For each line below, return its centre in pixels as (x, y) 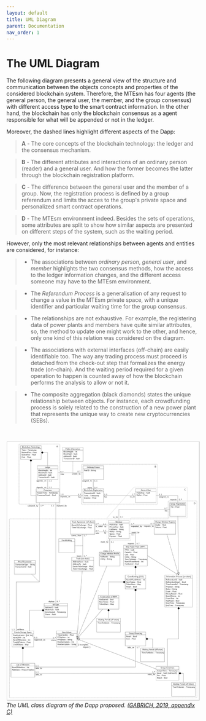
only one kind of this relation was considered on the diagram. (108, 338)
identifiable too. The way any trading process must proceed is (109, 357)
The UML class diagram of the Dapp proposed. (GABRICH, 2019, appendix (101, 705)
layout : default (27, 13)
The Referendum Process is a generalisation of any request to (109, 294)
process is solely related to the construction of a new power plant (113, 408)
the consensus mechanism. (56, 150)
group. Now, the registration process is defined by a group (95, 194)
